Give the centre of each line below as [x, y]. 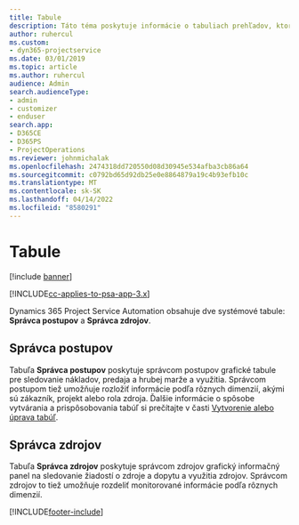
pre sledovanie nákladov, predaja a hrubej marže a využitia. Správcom [138, 379]
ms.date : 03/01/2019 [48, 59]
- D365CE [25, 133]
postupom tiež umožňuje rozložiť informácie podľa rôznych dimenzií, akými [147, 389]
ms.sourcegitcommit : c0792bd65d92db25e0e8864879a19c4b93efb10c [129, 174]
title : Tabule [36, 17]
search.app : [31, 125]
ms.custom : [29, 42]
